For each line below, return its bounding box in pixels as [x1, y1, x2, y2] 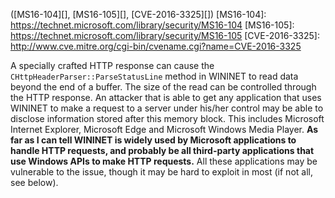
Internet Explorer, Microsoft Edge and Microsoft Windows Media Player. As [10, 124, 319, 135]
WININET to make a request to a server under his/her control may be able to [10, 102, 324, 114]
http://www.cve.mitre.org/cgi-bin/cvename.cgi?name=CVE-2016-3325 [10, 40, 302, 52]
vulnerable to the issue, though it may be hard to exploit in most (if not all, [10, 166, 313, 178]
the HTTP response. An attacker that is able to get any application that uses [10, 92, 322, 103]
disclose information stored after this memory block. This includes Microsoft [10, 113, 325, 124]
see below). [10, 177, 59, 188]
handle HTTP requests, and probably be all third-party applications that [10, 145, 315, 156]
